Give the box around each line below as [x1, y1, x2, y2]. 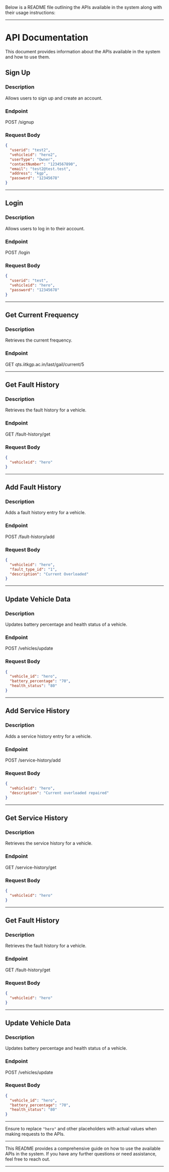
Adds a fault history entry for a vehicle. [5, 510, 86, 516]
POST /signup [5, 119, 34, 125]
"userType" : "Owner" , [10, 157, 55, 162]
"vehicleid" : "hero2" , [10, 152, 57, 157]
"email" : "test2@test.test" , [10, 166, 71, 172]
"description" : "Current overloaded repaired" [10, 790, 109, 795]
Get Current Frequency [5, 311, 79, 319]
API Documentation [5, 32, 89, 43]
